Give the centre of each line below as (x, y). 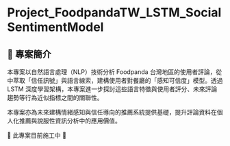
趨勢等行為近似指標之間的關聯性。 (55, 98)
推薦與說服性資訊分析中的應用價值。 (70, 121)
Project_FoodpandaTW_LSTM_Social (114, 13)
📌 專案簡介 (29, 54)
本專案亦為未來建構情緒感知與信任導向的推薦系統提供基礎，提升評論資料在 (112, 112)
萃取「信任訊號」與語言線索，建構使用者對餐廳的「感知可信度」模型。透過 (118, 81)
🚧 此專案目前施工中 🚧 (37, 135)
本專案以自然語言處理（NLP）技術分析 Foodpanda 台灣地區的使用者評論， (112, 72)
